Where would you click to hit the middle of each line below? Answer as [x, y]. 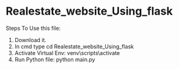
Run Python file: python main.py [55, 59]
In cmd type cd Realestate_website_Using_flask [74, 46]
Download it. [31, 40]
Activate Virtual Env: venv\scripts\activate [67, 53]
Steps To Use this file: [33, 28]
